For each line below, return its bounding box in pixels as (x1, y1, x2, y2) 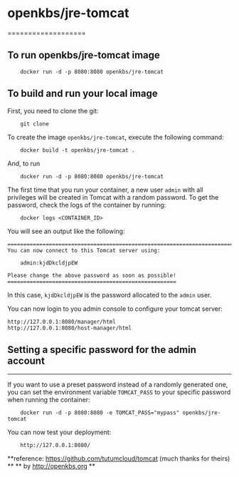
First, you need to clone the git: (7, 106, 99, 115)
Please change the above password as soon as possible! (7, 272, 176, 279)
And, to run (7, 159, 41, 168)
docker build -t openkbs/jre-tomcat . (20, 146, 135, 154)
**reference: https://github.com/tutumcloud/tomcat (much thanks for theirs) (7, 454, 230, 463)
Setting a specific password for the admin (7, 344, 197, 356)
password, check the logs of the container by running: (7, 200, 166, 209)
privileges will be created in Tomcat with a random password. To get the (7, 193, 219, 201)
